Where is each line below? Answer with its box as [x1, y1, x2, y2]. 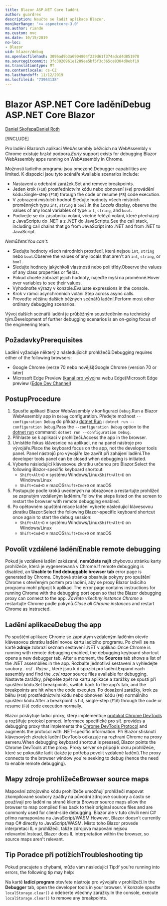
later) [12, 369, 24, 375]
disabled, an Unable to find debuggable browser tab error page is [5, 569, 142, 575]
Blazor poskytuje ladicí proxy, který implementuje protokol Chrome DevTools [5, 712, 162, 718]
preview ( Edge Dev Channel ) [12, 380, 72, 386]
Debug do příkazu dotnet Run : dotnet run [44, 418, 128, 424]
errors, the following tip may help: [5, 869, 75, 875]
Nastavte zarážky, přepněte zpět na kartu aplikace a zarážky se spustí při [5, 676, 156, 682]
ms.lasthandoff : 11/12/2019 [5, 73, 64, 78]
